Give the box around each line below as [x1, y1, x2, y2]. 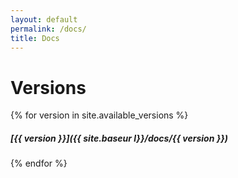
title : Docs [10, 33, 60, 43]
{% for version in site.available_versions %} [10, 109, 189, 121]
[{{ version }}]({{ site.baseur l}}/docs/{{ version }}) [10, 132, 229, 144]
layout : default [10, 14, 78, 25]
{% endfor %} [10, 157, 68, 170]
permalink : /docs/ [10, 24, 87, 34]
